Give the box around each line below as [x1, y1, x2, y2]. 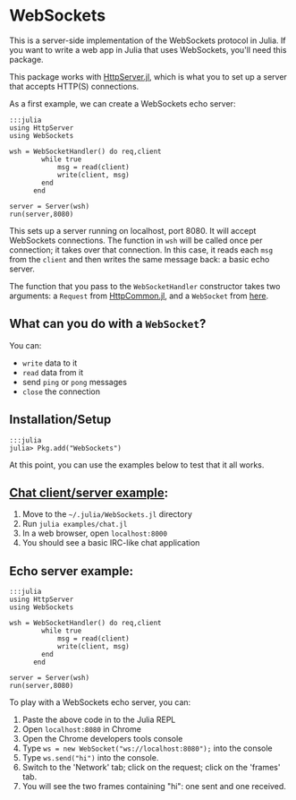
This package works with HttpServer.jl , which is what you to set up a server [9, 71, 288, 82]
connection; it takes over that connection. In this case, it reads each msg [9, 244, 274, 255]
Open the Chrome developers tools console [21, 734, 183, 744]
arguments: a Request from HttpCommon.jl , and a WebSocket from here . [9, 290, 269, 301]
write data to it [21, 357, 78, 368]
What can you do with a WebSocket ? [9, 316, 207, 331]
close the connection [21, 386, 101, 397]
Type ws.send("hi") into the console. [21, 753, 159, 763]
